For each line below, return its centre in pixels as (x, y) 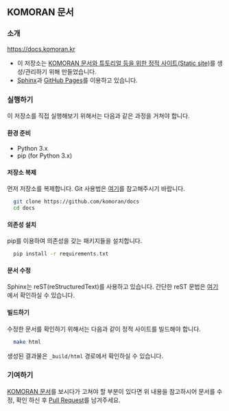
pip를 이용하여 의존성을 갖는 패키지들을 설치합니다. (75, 241)
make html (27, 342)
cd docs (24, 208)
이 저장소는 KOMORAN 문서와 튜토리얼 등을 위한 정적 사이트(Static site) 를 (116, 63)
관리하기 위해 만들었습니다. (61, 71)
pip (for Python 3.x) (45, 155)
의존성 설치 (22, 224)
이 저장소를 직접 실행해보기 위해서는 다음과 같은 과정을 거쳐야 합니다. (98, 116)
